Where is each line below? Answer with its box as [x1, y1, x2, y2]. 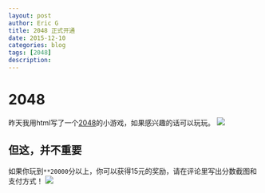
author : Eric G [8, 19, 59, 27]
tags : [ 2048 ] [8, 49, 52, 57]
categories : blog [8, 41, 66, 49]
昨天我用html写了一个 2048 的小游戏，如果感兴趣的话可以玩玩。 [8, 117, 216, 128]
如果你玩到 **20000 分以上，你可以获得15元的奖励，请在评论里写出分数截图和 [8, 166, 258, 175]
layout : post [8, 11, 52, 20]
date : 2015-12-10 [8, 33, 66, 42]
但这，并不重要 [8, 144, 82, 157]
